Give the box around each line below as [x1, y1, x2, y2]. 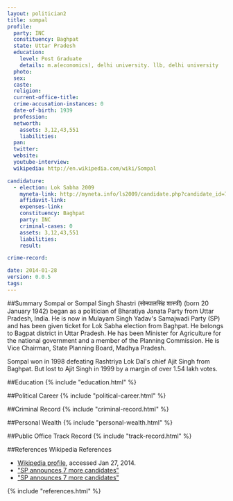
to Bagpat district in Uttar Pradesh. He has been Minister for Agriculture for [7, 329, 222, 337]
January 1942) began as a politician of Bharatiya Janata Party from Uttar [7, 307, 214, 315]
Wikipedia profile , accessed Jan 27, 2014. [17, 459, 137, 467]
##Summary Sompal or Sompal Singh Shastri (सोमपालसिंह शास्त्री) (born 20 [7, 299, 209, 307]
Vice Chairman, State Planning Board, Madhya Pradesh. [7, 343, 166, 352]
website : [13, 152, 39, 160]
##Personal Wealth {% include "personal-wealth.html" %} [7, 418, 173, 427]
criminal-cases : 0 [19, 223, 73, 230]
